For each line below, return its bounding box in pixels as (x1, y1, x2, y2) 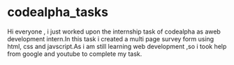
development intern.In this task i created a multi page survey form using (7, 34, 214, 43)
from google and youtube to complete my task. (7, 50, 142, 58)
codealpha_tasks (7, 4, 109, 20)
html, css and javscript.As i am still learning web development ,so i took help (7, 42, 227, 50)
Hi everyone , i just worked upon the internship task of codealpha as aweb (7, 27, 221, 36)
